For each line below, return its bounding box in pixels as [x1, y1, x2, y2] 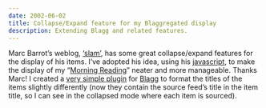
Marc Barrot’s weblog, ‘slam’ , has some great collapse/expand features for [8, 49, 254, 58]
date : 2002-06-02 [8, 11, 66, 20]
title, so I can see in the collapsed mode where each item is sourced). [8, 91, 238, 101]
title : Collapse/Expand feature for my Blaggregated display [8, 19, 217, 27]
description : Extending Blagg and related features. [8, 26, 188, 34]
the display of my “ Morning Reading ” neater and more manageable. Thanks [8, 66, 258, 75]
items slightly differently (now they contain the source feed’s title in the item [8, 82, 259, 92]
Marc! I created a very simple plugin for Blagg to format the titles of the [8, 74, 243, 84]
